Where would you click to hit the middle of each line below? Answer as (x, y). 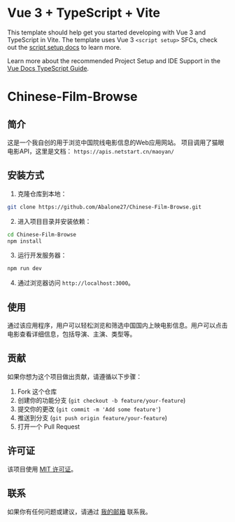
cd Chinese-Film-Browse (42, 234)
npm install (24, 241)
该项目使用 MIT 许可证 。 (42, 469)
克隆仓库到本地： (42, 194)
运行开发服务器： (42, 255)
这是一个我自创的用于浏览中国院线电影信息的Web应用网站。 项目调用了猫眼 (116, 142)
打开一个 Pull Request (49, 427)
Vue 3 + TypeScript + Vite (84, 13)
